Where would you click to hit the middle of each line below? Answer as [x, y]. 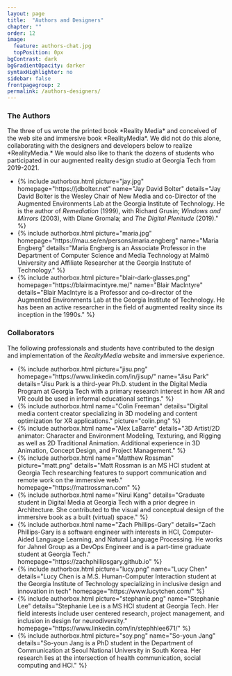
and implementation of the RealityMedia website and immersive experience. [116, 355]
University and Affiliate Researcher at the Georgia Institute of [104, 263]
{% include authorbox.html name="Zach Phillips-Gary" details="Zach [116, 524]
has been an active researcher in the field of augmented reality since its [120, 307]
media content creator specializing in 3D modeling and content [107, 413]
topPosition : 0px [39, 53]
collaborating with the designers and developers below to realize [100, 146]
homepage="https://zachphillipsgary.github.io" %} [90, 561]
